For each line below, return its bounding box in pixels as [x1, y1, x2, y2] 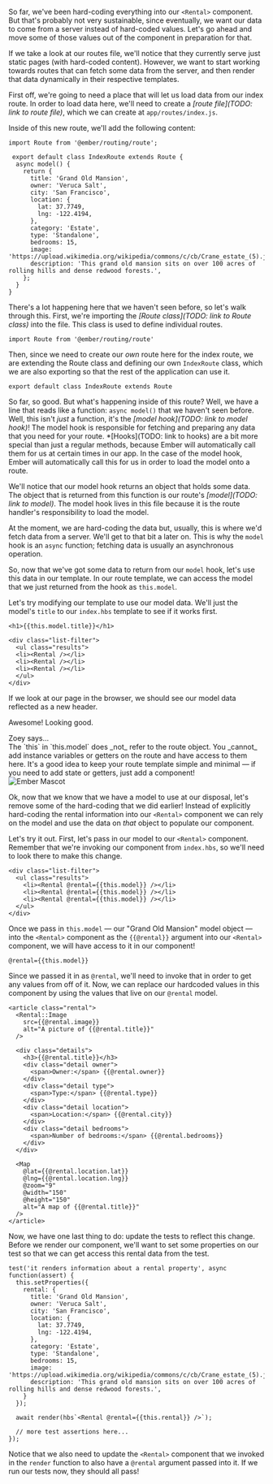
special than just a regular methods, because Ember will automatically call [8, 440, 256, 449]
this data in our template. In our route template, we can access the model [8, 573, 253, 583]
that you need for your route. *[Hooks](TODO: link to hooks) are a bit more [8, 431, 258, 441]
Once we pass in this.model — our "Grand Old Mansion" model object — [8, 924, 253, 933]
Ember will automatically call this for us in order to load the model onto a [8, 457, 250, 466]
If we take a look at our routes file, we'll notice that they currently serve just [8, 49, 261, 58]
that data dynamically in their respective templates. [8, 75, 180, 84]
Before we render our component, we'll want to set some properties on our [8, 1240, 259, 1249]
